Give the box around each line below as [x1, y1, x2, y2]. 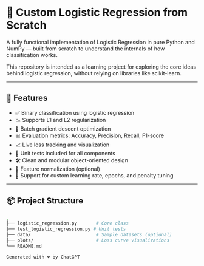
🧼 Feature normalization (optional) [15, 165, 100, 172]
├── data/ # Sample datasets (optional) [6, 232, 172, 238]
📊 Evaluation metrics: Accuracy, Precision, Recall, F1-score [15, 132, 165, 139]
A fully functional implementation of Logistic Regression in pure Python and [6, 38, 195, 46]
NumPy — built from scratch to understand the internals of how [6, 45, 165, 52]
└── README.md [6, 243, 42, 249]
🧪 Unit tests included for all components [15, 149, 115, 157]
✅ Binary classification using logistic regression [15, 109, 135, 116]
